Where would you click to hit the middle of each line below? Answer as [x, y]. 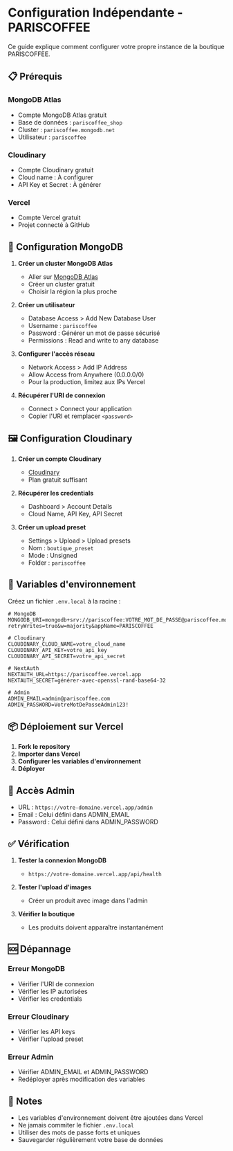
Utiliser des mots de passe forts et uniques [79, 1132]
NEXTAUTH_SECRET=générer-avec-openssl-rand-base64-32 [87, 680]
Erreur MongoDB [36, 969]
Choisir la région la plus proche [73, 291]
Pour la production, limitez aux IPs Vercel [86, 382]
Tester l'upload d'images [55, 887]
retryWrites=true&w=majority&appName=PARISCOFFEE [81, 626]
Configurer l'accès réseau [56, 354]
